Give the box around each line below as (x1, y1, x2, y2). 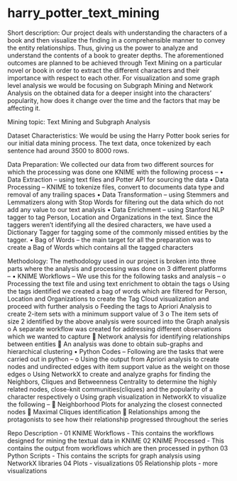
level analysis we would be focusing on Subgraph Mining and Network (7, 81, 213, 89)
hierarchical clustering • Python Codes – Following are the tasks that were (7, 347, 224, 355)
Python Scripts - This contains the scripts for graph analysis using (7, 451, 201, 460)
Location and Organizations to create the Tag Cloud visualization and (7, 294, 209, 303)
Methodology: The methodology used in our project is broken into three (7, 257, 216, 265)
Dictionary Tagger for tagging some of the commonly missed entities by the (7, 228, 228, 236)
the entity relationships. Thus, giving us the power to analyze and (7, 43, 199, 52)
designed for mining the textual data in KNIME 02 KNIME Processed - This (7, 436, 225, 445)
